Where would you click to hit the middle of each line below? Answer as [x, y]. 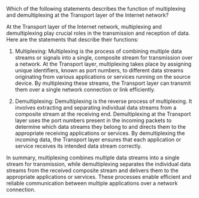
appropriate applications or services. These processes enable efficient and [99, 177]
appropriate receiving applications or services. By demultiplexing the [100, 133]
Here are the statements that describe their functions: [73, 39]
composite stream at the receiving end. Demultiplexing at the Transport [103, 114]
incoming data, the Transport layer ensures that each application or [98, 140]
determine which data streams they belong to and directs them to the [100, 127]
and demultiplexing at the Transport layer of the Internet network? [88, 15]
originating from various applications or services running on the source [102, 77]
